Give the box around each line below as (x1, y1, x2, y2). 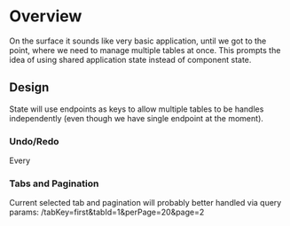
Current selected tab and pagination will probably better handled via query (9, 198, 282, 208)
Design (9, 80, 50, 95)
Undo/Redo (9, 135, 59, 147)
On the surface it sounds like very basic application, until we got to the (9, 35, 267, 46)
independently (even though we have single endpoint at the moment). (9, 113, 264, 123)
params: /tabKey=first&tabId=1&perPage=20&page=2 (9, 207, 205, 218)
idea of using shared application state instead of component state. (9, 54, 252, 65)
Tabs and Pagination (9, 177, 99, 190)
